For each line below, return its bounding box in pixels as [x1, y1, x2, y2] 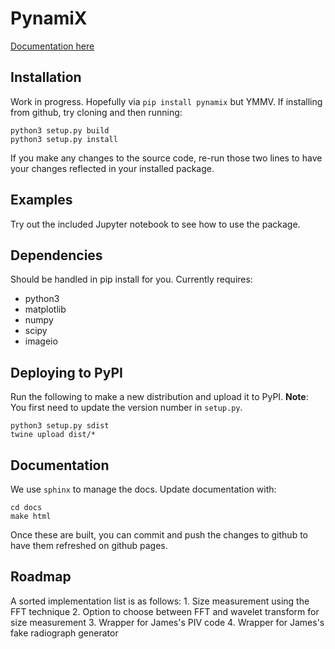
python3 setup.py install [10, 134, 118, 144]
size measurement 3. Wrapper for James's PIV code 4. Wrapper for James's [10, 616, 325, 628]
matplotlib [24, 303, 67, 316]
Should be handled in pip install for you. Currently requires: [10, 273, 253, 286]
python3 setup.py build [10, 125, 110, 136]
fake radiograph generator [10, 627, 119, 639]
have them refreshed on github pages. [10, 540, 168, 551]
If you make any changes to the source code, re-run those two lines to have [10, 152, 323, 164]
